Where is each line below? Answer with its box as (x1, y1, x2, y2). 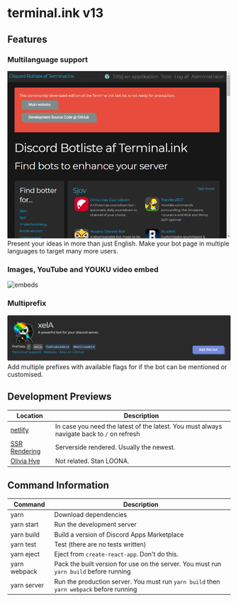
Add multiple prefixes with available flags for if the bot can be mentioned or (7, 363, 227, 371)
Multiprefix (7, 298, 47, 308)
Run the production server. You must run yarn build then (54, 577, 221, 586)
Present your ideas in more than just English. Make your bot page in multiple (7, 239, 230, 248)
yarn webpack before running (54, 584, 137, 593)
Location (16, 412, 44, 420)
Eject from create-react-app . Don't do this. (54, 550, 179, 559)
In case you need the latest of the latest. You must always (55, 422, 222, 430)
